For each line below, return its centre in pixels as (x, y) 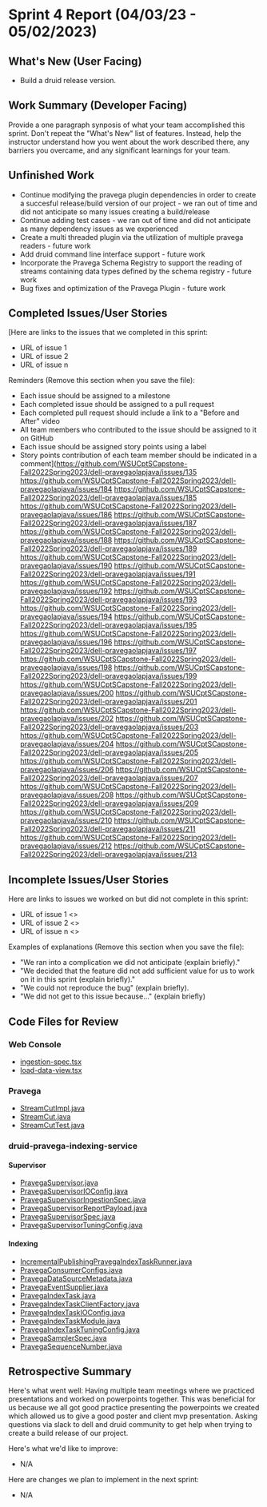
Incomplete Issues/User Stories (89, 880)
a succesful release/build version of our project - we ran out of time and (138, 203)
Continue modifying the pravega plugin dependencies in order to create (138, 194)
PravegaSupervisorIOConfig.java (74, 1191)
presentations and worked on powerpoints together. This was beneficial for (132, 1399)
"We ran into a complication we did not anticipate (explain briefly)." (130, 963)
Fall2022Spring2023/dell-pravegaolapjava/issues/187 (108, 523)
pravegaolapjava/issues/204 (67, 744)
